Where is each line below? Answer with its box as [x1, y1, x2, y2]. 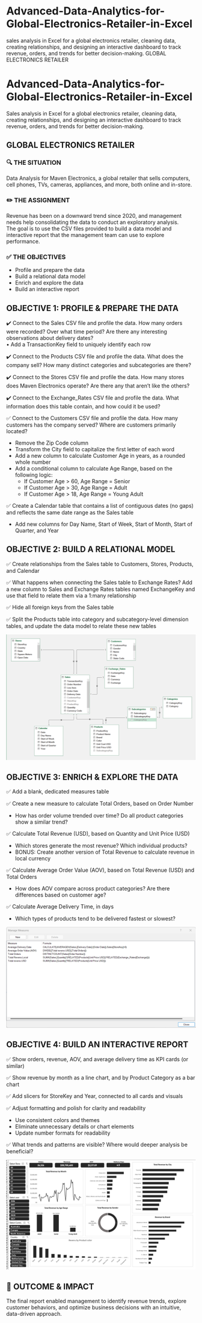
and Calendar [6, 567, 40, 574]
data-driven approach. [6, 1310, 62, 1318]
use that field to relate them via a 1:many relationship [6, 591, 136, 599]
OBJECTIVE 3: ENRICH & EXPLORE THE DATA [6, 772, 179, 782]
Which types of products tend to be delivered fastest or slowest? [14, 915, 176, 922]
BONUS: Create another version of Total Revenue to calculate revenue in [14, 848, 195, 856]
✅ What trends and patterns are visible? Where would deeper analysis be [6, 1141, 188, 1148]
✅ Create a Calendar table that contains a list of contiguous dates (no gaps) [6, 502, 194, 509]
